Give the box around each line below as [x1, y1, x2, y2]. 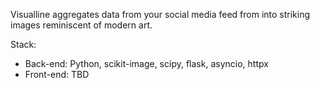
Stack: [10, 39, 37, 50]
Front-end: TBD [24, 69, 90, 80]
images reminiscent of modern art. [10, 19, 153, 31]
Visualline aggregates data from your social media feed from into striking [10, 9, 311, 20]
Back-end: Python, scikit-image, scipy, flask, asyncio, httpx [24, 58, 269, 69]
